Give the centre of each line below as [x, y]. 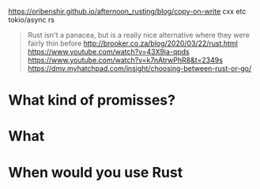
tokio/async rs [32, 20]
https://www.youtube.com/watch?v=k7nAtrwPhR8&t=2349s [125, 60]
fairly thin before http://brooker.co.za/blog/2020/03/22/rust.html [133, 43]
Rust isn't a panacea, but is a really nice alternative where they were [139, 35]
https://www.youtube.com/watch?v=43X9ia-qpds [108, 52]
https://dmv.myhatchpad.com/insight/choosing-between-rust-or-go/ [139, 69]
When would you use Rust [96, 172]
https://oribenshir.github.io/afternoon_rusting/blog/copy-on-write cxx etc [127, 11]
